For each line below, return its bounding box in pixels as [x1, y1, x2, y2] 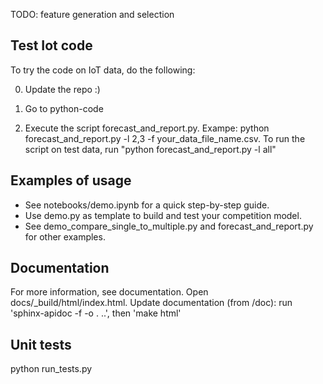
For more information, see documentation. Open [10, 286, 209, 298]
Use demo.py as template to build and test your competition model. [24, 209, 302, 221]
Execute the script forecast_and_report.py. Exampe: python [24, 122, 270, 134]
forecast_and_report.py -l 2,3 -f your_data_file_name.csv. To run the [24, 132, 306, 144]
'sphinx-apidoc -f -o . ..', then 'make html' [10, 307, 182, 319]
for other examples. [24, 230, 106, 243]
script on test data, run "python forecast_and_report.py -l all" [24, 143, 277, 155]
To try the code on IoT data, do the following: [10, 64, 196, 76]
